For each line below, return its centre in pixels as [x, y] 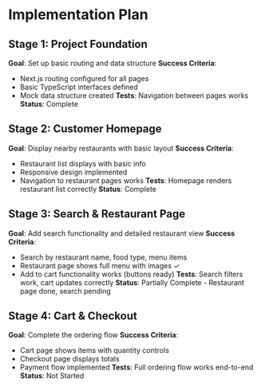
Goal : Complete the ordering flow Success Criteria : [93, 335]
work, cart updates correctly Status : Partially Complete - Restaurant [132, 282]
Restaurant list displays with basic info [83, 163]
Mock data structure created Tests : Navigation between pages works [134, 96]
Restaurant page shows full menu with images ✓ [100, 265]
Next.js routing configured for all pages [84, 78]
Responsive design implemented [73, 172]
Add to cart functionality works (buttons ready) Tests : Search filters [131, 274]
